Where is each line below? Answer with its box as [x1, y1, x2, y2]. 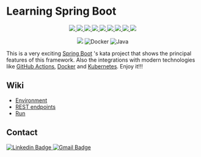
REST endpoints [15, 103, 56, 111]
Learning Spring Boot [6, 4, 117, 18]
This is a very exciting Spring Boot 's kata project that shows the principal [6, 49, 191, 57]
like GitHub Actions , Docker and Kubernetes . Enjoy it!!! [6, 62, 144, 70]
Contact [6, 127, 38, 138]
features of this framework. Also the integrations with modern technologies [6, 56, 196, 64]
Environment [15, 97, 48, 104]
